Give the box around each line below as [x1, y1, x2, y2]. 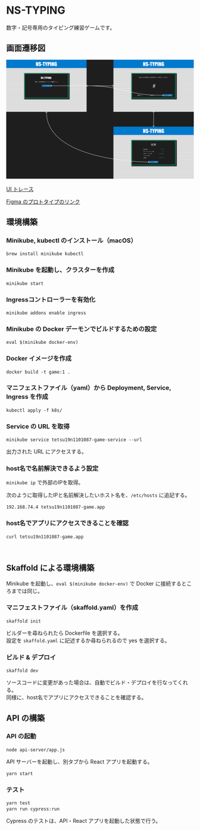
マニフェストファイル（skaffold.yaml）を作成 [6, 603, 139, 612]
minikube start [6, 280, 44, 286]
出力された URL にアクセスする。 [6, 448, 87, 455]
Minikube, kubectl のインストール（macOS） [6, 236, 137, 245]
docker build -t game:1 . [6, 369, 70, 375]
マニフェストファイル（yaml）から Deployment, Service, [6, 384, 171, 392]
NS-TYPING [6, 4, 65, 17]
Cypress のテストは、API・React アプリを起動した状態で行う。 [6, 818, 161, 825]
